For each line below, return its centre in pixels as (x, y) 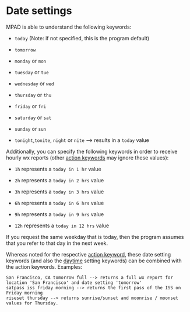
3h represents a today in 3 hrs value (59, 192)
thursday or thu (33, 95)
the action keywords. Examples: (44, 266)
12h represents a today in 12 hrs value (62, 226)
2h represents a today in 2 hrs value (59, 180)
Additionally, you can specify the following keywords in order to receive (92, 151)
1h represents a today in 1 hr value (58, 169)
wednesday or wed (34, 84)
